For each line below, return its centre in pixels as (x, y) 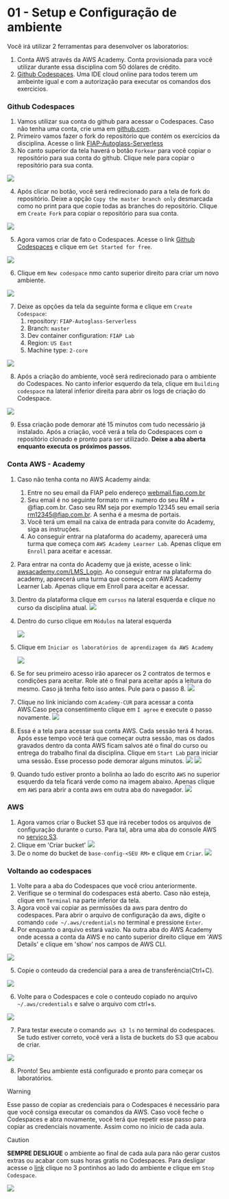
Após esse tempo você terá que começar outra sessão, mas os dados (116, 738)
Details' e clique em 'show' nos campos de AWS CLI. (92, 944)
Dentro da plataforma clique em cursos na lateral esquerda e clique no (116, 599)
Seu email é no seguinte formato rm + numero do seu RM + (111, 500)
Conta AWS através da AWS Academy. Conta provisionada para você (114, 59)
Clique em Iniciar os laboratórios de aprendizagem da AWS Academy (115, 647)
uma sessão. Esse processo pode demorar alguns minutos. (100, 761)
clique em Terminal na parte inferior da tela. (79, 900)
